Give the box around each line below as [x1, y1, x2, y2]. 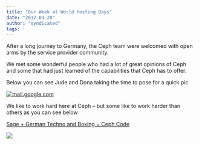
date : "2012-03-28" [6, 15, 56, 21]
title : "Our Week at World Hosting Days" [6, 8, 113, 15]
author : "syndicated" [6, 20, 61, 26]
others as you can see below [6, 109, 78, 116]
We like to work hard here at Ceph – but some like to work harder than [6, 103, 181, 110]
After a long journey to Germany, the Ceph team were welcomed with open [6, 42, 193, 50]
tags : [6, 25, 20, 32]
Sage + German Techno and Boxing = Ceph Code [6, 121, 130, 128]
